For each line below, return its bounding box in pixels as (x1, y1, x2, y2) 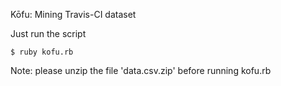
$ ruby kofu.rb (10, 47, 74, 57)
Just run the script (10, 28, 87, 39)
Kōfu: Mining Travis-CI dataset (10, 9, 137, 20)
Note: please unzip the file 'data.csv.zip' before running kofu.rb (10, 65, 272, 76)
